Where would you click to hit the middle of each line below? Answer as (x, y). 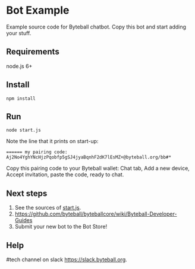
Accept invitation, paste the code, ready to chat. (65, 175)
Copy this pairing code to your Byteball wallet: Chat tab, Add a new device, (98, 168)
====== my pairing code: (37, 152)
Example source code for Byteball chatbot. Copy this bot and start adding (96, 27)
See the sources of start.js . (48, 208)
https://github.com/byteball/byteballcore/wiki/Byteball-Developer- (96, 214)
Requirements (33, 52)
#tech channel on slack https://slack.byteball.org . (67, 259)
